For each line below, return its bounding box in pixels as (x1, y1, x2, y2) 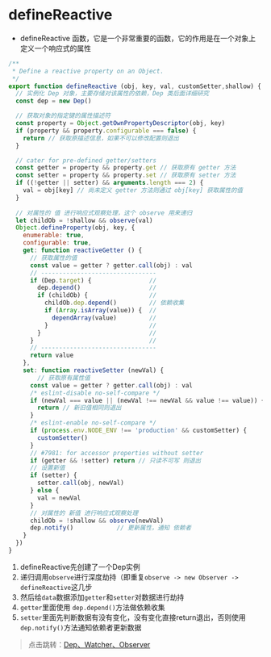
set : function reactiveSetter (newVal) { (23, 366, 164, 375)
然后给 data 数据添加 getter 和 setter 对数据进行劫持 (19, 592, 185, 602)
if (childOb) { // (37, 291, 157, 299)
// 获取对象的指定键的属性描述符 (15, 111, 111, 120)
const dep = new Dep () (15, 97, 92, 106)
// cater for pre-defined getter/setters (15, 156, 157, 165)
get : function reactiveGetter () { (23, 246, 143, 255)
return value (29, 351, 74, 360)
